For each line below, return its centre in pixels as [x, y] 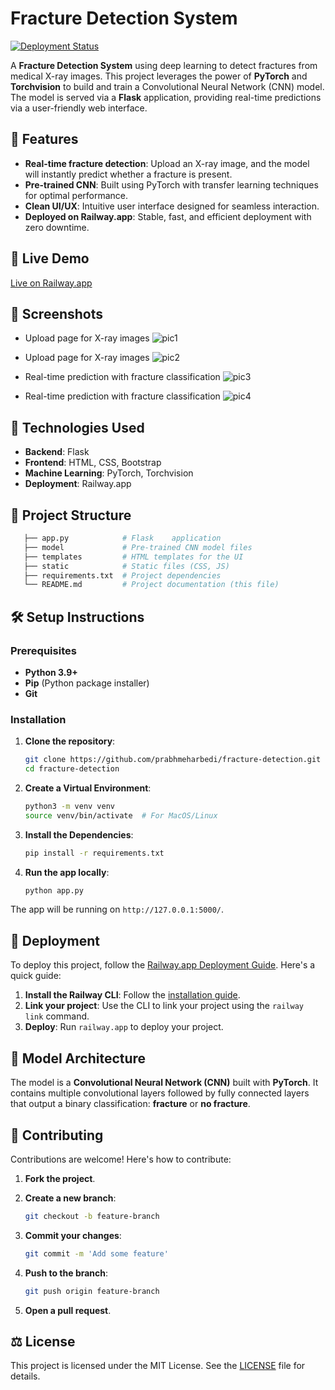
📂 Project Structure [71, 515]
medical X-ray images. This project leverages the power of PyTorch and [159, 76]
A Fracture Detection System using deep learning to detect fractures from [164, 65]
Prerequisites [43, 650]
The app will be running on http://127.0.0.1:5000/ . [117, 909]
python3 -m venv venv [70, 806]
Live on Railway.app [51, 283]
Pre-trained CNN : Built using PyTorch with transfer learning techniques [171, 184]
